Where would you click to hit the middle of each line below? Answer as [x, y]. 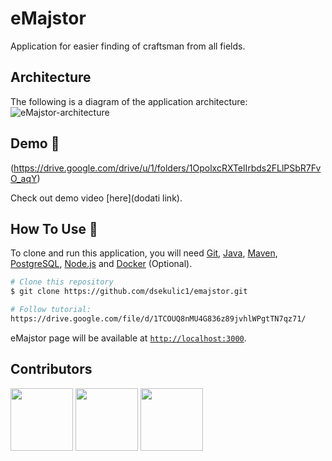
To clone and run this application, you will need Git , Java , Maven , [144, 253]
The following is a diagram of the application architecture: [129, 101]
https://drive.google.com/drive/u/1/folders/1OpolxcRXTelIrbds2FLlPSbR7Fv [167, 168]
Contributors [51, 369]
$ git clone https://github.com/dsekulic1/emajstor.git [129, 292]
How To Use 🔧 [54, 228]
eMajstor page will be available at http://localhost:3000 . [128, 338]
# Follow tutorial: [51, 310]
